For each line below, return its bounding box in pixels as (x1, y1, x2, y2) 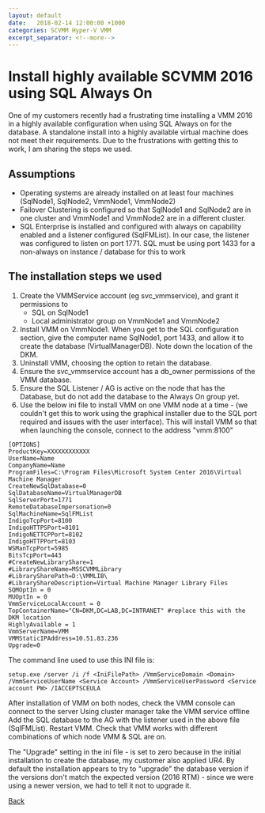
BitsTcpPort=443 (8, 551, 62, 559)
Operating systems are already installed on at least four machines (19, 188, 234, 198)
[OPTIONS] (8, 441, 41, 448)
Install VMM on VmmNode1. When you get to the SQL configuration (19, 324, 240, 334)
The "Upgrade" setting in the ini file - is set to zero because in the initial (8, 747, 241, 756)
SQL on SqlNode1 (31, 308, 89, 317)
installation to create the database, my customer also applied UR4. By (8, 755, 235, 765)
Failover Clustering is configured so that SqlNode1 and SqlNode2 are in (19, 205, 252, 214)
